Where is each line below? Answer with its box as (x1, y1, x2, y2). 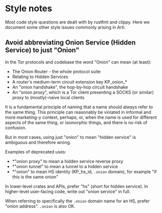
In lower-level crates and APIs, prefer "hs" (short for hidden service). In (5, 183, 148, 189)
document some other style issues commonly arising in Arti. (5, 24, 126, 30)
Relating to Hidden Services (12, 74, 68, 80)
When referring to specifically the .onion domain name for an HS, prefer (5, 198, 150, 204)
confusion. (5, 125, 27, 130)
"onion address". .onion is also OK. (5, 203, 76, 209)
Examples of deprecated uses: (5, 149, 67, 154)
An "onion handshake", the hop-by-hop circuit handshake (12, 84, 128, 90)
